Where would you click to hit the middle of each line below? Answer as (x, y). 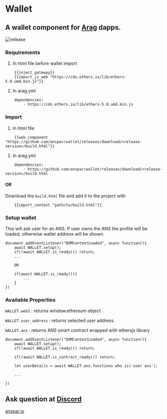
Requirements (23, 52)
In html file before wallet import (45, 63)
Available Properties (31, 300)
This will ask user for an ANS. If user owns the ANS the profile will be (76, 229)
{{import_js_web (31, 77)
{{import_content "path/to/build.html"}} (58, 205)
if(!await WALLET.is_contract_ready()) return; (65, 357)
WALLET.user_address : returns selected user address (59, 321)
